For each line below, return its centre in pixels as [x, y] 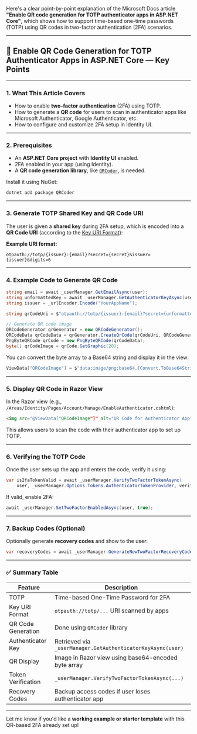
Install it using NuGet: [32, 182]
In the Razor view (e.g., [34, 401]
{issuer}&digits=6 [28, 260]
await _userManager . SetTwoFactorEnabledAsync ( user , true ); [80, 508]
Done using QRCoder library [91, 628]
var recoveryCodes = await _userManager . [57, 552]
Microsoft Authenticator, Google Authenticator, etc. [76, 118]
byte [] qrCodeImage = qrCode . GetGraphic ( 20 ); [62, 346]
